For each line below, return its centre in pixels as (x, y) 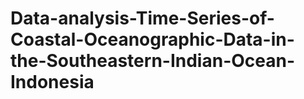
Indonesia (52, 82)
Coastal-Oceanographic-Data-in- (152, 39)
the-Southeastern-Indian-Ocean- (153, 61)
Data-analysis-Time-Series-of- (142, 18)
